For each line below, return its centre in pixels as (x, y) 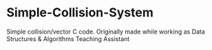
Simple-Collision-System (80, 13)
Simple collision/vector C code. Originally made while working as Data (106, 32)
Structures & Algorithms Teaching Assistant (68, 38)
